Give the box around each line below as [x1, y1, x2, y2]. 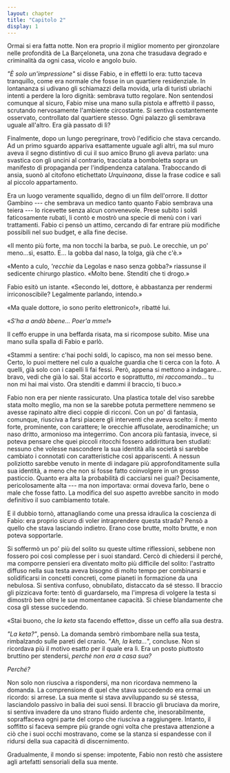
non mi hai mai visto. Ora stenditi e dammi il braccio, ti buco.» [7, 380, 182, 389]
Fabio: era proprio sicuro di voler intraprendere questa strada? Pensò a [7, 517, 208, 525]
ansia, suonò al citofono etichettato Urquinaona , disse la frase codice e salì [7, 171, 221, 179]
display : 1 [7, 23, 39, 30]
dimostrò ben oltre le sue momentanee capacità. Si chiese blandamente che [7, 596, 223, 604]
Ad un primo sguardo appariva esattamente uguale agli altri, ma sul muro [7, 142, 214, 150]
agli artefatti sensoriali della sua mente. [7, 758, 118, 766]
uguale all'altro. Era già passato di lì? [7, 121, 111, 130]
